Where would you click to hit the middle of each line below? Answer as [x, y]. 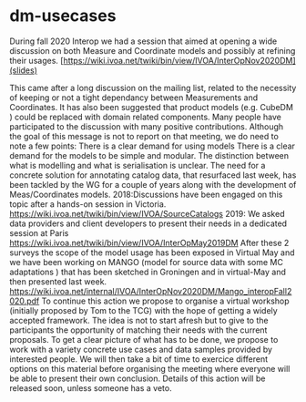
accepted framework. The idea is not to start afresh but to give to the [139, 320]
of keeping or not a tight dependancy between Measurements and [133, 98]
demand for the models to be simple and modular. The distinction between [149, 155]
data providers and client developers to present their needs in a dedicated [148, 223]
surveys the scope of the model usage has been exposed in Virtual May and [152, 253]
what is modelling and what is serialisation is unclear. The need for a [138, 165]
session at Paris [39, 232]
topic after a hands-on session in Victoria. [88, 204]
